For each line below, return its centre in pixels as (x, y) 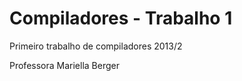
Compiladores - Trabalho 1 (121, 18)
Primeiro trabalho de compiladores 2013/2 (96, 46)
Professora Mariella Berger (64, 65)
